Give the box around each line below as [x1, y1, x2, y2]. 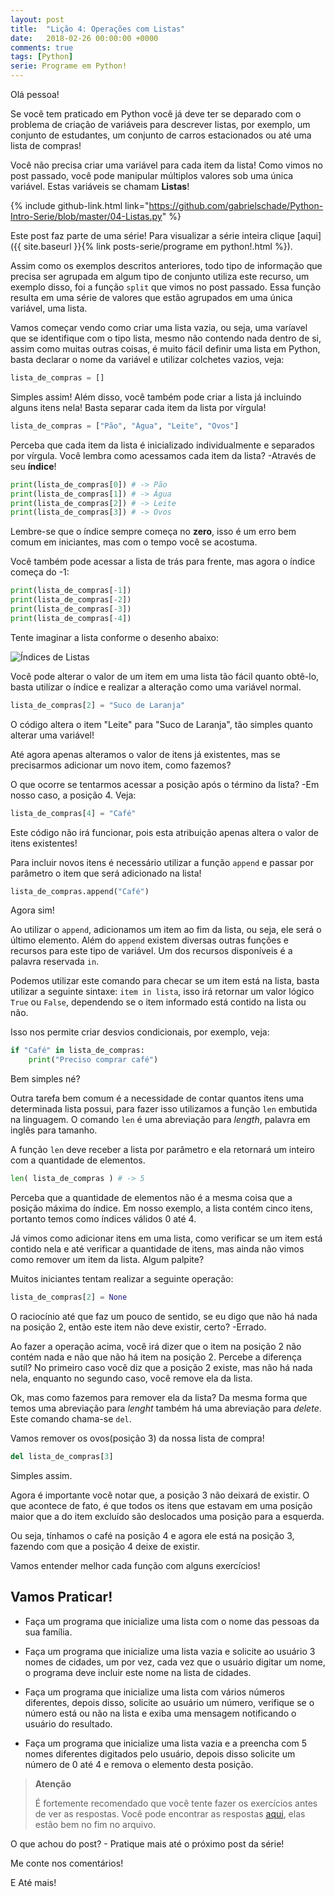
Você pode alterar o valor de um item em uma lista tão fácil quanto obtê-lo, [10, 670, 320, 682]
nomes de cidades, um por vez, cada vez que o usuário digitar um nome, [24, 1656, 326, 1668]
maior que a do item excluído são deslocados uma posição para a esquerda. [10, 1510, 325, 1522]
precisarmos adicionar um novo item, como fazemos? [10, 759, 232, 771]
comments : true [10, 42, 74, 53]
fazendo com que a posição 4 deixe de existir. [10, 1540, 200, 1552]
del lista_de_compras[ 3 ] [10, 1451, 114, 1461]
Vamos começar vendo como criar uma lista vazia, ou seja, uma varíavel [10, 322, 308, 333]
